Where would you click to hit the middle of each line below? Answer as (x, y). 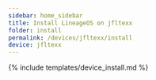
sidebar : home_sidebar (46, 15)
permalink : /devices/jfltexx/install (70, 38)
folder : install (35, 30)
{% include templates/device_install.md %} (78, 67)
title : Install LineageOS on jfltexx (70, 23)
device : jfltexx (35, 45)
